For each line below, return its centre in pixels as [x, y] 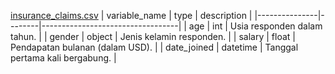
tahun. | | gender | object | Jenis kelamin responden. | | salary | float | [153, 36]
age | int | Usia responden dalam [255, 26]
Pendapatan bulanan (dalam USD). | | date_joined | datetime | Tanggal [154, 47]
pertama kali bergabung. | [63, 58]
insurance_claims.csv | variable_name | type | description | [131, 15]
